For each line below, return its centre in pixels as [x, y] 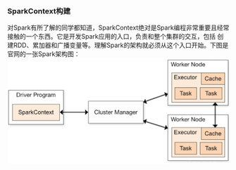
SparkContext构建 [39, 11]
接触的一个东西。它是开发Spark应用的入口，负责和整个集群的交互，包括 [112, 37]
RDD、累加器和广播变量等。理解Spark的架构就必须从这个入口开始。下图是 [121, 45]
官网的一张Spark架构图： [44, 54]
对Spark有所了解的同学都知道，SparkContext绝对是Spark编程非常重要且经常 [118, 28]
